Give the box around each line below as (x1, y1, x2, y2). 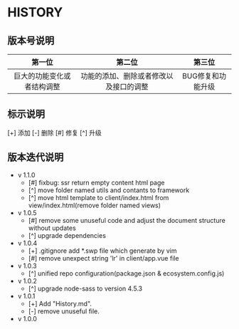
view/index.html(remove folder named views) (28, 201, 161, 209)
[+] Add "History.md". (28, 299, 92, 308)
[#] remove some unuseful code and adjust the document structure (28, 216, 225, 224)
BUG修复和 (182, 71, 219, 80)
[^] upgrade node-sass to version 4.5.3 (28, 284, 143, 293)
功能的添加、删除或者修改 (80, 71, 166, 80)
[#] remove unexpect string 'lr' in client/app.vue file (28, 254, 179, 262)
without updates (28, 224, 76, 232)
